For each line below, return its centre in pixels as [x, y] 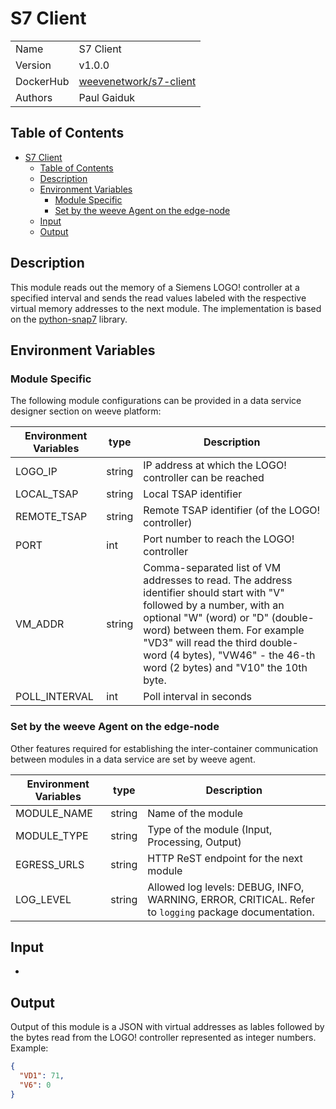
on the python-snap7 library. [69, 319]
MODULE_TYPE [52, 835]
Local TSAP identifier [193, 494]
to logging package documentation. [231, 912]
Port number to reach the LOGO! [219, 539]
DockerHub [42, 81]
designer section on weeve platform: [86, 411]
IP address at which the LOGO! [215, 465]
